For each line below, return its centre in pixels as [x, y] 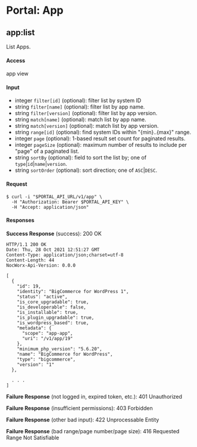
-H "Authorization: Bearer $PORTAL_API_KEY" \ [70, 202]
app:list [21, 33]
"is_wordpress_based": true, [53, 323]
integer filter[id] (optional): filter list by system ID [78, 101]
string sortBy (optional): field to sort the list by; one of [81, 158]
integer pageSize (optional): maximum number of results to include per [101, 145]
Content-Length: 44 [30, 260]
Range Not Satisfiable [33, 437]
